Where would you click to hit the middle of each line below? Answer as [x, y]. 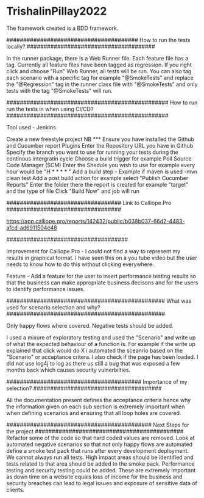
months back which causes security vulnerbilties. [69, 370]
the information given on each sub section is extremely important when [96, 406]
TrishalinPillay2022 [57, 11]
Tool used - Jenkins [31, 127]
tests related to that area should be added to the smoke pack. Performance [100, 464]
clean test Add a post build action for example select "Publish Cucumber [97, 178]
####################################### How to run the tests [98, 40]
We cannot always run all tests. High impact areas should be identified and [100, 457]
